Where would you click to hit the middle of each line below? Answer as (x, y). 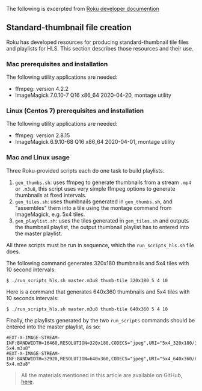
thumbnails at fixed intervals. (51, 195)
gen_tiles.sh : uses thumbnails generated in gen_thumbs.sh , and (93, 202)
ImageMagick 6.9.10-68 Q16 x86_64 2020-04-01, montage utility (95, 142)
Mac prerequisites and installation (57, 64)
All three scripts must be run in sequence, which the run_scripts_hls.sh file (100, 245)
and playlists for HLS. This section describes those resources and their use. (100, 48)
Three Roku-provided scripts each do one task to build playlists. (85, 170)
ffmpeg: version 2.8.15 (42, 135)
